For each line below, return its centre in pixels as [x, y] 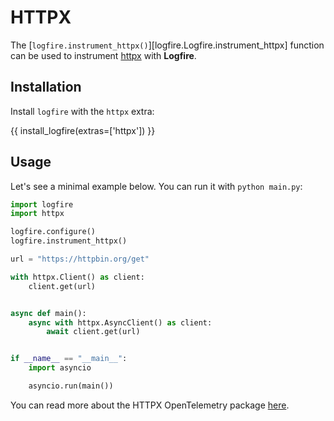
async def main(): [48, 313]
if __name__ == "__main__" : [69, 359]
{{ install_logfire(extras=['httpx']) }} [83, 130]
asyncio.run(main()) [71, 386]
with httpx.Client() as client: [77, 277]
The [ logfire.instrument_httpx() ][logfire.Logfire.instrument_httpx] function [167, 45]
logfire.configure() [53, 232]
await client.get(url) [93, 332]
